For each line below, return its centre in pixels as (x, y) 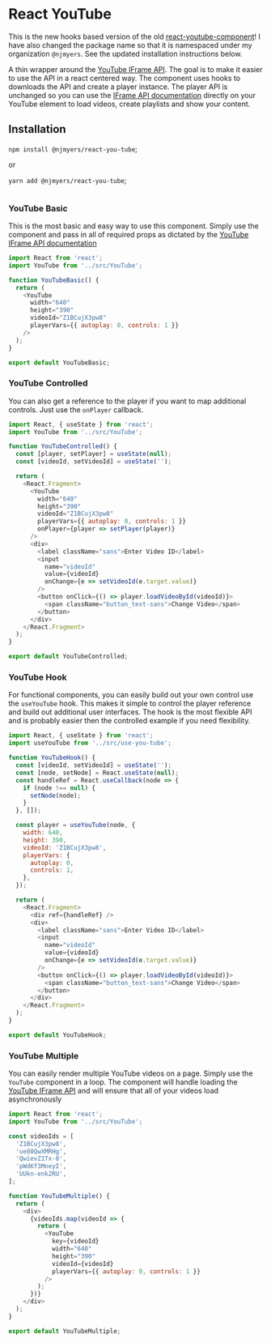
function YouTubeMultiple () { (59, 1196)
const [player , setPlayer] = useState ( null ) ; (94, 454)
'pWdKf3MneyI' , (41, 1166)
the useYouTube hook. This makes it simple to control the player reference (130, 703)
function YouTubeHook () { (52, 758)
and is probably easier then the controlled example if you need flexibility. (129, 721)
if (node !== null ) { (59, 788)
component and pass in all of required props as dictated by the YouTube (129, 235)
